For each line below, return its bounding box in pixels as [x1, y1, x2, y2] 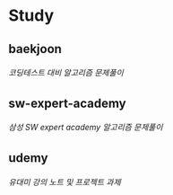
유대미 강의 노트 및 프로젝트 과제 [8, 176, 122, 187]
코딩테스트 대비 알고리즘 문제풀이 [8, 67, 125, 78]
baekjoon [8, 41, 62, 57]
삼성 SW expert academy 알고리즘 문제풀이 [8, 122, 163, 133]
